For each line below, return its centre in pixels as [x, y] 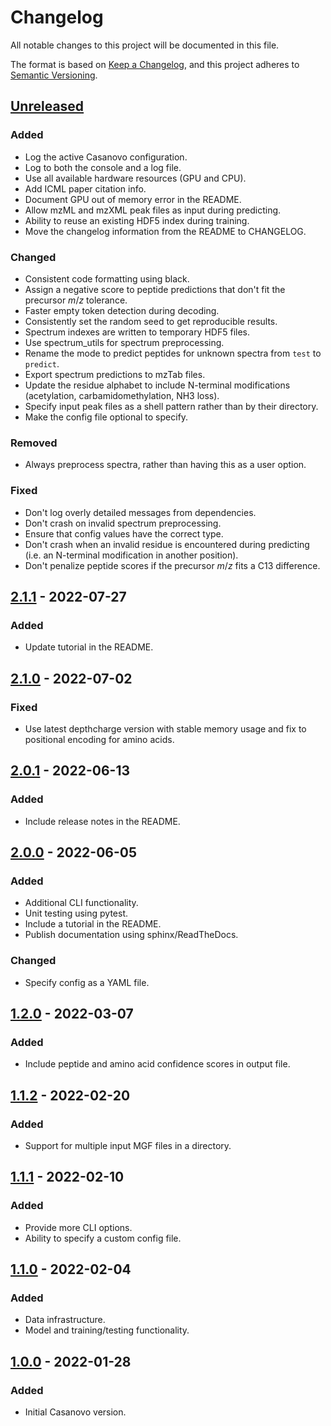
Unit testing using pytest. [76, 913]
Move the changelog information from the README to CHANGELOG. [165, 231]
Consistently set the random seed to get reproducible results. [151, 321]
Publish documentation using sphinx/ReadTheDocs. [131, 935]
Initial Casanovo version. [75, 1412]
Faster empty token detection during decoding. [122, 310]
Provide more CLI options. [78, 1227]
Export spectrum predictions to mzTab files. [115, 374]
